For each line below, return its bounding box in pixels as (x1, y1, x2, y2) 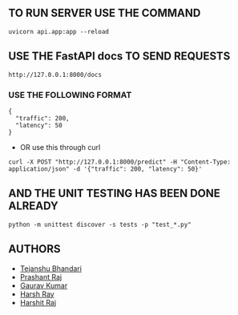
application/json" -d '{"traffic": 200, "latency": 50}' (8, 164, 203, 173)
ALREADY (8, 200, 58, 213)
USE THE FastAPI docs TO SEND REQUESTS (8, 50, 231, 63)
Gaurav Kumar (19, 281, 68, 290)
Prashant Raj (19, 272, 63, 281)
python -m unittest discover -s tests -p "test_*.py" (8, 220, 192, 228)
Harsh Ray (19, 289, 54, 299)
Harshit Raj (19, 297, 57, 307)
